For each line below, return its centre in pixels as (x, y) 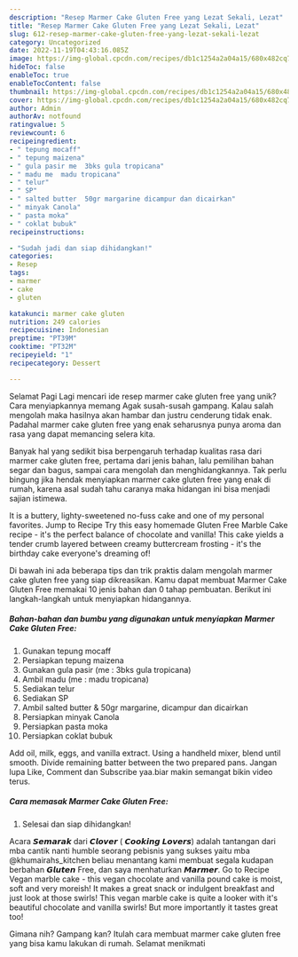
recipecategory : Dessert (55, 363)
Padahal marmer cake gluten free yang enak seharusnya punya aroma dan (145, 424)
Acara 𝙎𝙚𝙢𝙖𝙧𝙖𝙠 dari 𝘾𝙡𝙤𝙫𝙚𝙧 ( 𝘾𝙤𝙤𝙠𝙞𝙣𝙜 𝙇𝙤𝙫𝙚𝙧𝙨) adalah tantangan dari (143, 841)
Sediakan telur (48, 688)
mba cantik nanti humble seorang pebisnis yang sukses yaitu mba (130, 850)
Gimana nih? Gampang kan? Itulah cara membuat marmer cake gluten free (145, 934)
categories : (31, 257)
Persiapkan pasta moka (65, 726)
